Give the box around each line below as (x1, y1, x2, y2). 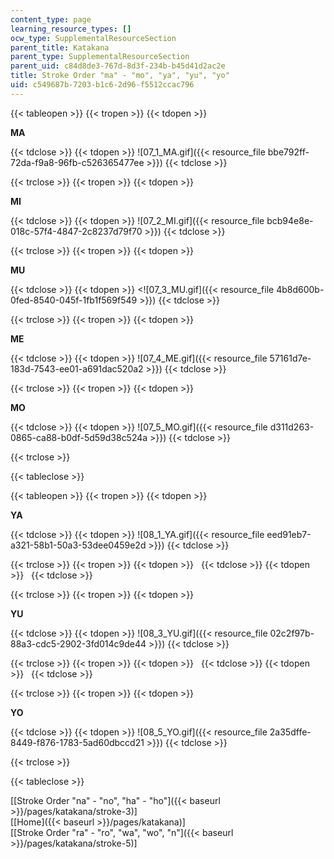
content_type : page (10, 14, 92, 25)
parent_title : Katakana (10, 42, 110, 53)
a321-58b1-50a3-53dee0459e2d (10, 539, 147, 551)
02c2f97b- (269, 627, 315, 639)
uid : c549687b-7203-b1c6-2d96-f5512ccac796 (10, 80, 195, 90)
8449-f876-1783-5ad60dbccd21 (10, 736, 145, 748)
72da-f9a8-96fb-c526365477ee (10, 156, 145, 168)
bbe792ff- (267, 146, 310, 158)
